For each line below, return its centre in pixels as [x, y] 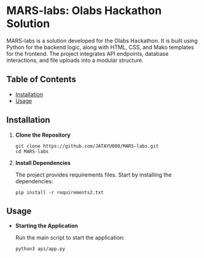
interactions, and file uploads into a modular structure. [75, 60]
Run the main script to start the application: [70, 238]
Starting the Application [47, 226]
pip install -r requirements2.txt [59, 192]
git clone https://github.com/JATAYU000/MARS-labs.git [87, 146]
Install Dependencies [43, 162]
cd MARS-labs [32, 151]
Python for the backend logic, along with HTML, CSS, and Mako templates [100, 47]
